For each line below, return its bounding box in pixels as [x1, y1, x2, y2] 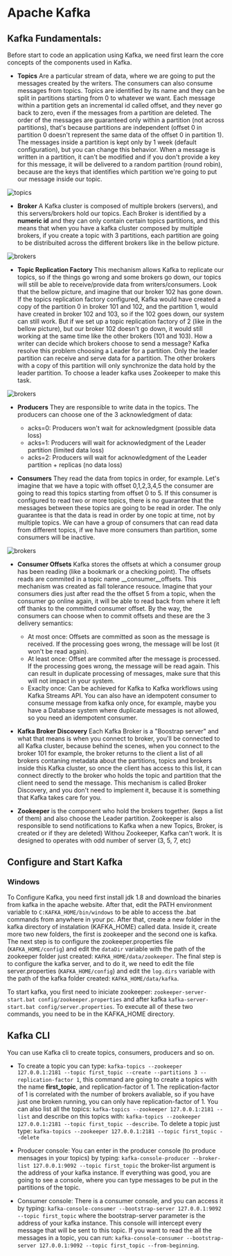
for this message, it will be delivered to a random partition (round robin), [17, 160, 223, 168]
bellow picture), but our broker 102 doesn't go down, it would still [17, 325, 203, 332]
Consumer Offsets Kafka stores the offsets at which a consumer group [17, 560, 222, 568]
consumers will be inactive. [17, 533, 96, 541]
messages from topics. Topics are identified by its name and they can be [17, 87, 225, 94]
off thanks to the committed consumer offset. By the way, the [17, 604, 193, 612]
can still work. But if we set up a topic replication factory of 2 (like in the [17, 317, 223, 325]
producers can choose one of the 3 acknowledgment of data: [17, 411, 193, 418]
